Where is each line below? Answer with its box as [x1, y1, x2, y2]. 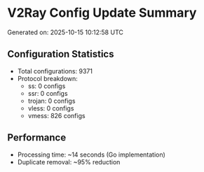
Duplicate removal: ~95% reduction [17, 157, 121, 166]
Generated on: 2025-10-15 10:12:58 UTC [7, 28, 124, 36]
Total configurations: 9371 [17, 66, 93, 75]
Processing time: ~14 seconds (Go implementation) [17, 150, 166, 159]
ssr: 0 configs [27, 89, 68, 97]
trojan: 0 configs [27, 96, 76, 105]
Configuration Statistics [7, 48, 114, 60]
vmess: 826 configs [27, 111, 86, 120]
